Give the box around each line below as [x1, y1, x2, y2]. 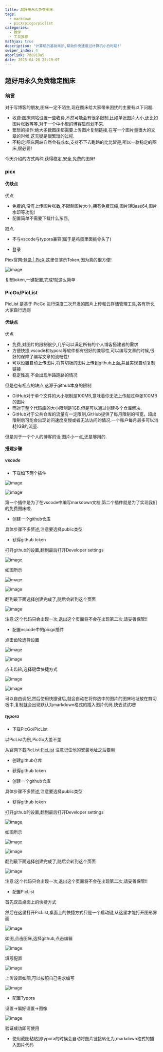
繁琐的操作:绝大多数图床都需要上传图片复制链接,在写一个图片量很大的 [12, 127, 151, 132]
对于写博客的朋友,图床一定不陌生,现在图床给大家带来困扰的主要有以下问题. [5, 104, 154, 110]
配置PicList [12, 889, 35, 895]
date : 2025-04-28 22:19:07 [5, 57, 60, 62]
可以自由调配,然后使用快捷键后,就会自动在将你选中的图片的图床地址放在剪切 [5, 696, 157, 701]
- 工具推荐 [9, 35, 29, 40]
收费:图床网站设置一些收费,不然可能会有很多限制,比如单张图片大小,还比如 [12, 114, 158, 120]
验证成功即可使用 [5, 1025, 39, 1031]
